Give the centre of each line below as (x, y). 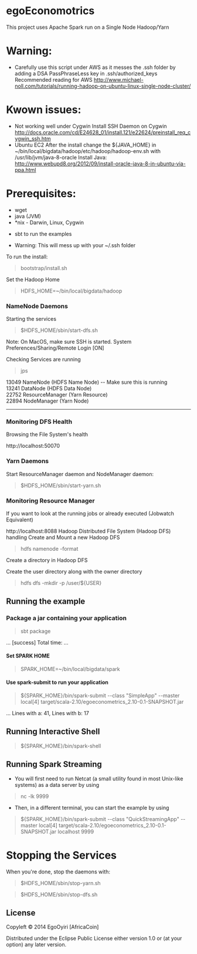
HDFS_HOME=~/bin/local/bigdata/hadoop (71, 291)
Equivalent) (20, 520)
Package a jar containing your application (67, 618)
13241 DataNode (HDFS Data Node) (49, 388)
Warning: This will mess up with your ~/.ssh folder (75, 245)
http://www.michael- (118, 79)
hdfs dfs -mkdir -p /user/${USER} (61, 583)
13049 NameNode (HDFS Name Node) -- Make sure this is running (87, 382)
